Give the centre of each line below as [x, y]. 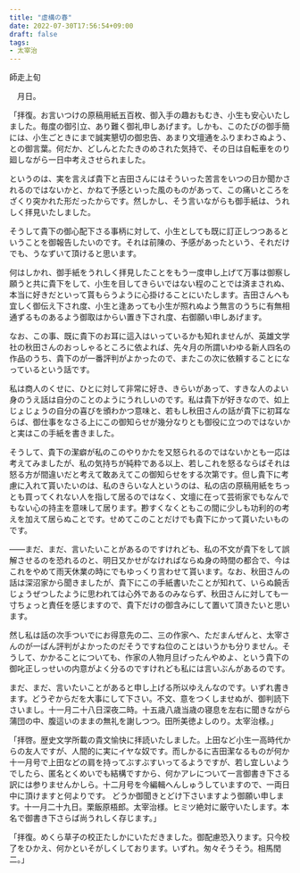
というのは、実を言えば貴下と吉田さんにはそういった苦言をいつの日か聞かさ [150, 179]
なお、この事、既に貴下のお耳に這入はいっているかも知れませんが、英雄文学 [150, 337]
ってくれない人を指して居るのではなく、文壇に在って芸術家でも [149, 497]
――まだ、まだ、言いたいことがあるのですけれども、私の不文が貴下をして [146, 549]
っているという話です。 [52, 370]
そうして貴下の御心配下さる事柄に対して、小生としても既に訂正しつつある [145, 231]
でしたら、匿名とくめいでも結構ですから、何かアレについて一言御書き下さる [150, 774]
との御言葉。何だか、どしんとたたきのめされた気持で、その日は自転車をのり [150, 149]
